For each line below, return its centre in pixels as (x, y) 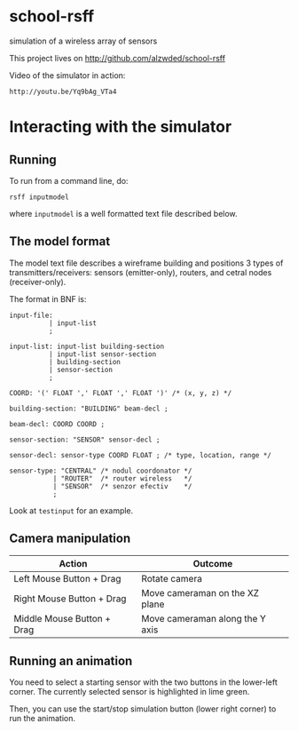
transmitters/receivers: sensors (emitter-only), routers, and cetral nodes (141, 272)
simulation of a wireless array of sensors (83, 41)
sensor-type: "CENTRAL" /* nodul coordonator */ (101, 471)
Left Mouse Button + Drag (67, 578)
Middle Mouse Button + (62, 618)
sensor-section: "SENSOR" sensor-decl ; (85, 440)
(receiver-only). (38, 282)
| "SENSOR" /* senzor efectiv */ (122, 486)
